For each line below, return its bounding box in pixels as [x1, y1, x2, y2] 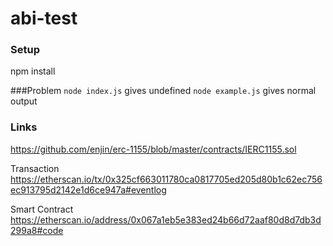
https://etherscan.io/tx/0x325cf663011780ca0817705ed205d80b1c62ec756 [10, 173, 323, 185]
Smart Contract [10, 203, 74, 215]
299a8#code [10, 224, 64, 236]
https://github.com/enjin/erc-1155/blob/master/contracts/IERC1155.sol [10, 143, 297, 155]
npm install [10, 65, 56, 77]
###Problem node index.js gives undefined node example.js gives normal [10, 85, 317, 97]
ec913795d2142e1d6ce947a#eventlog [10, 183, 167, 196]
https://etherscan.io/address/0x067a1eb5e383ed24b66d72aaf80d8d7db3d [10, 213, 322, 226]
